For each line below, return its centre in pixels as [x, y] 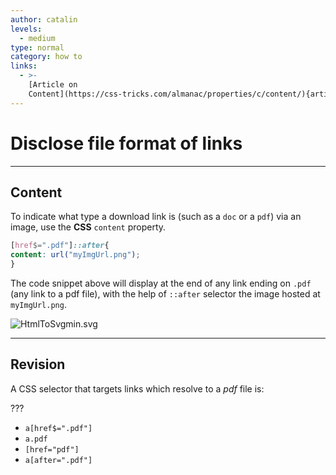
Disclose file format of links [126, 143]
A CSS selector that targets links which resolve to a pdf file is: [137, 388]
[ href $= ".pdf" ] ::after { [60, 246]
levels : [26, 29]
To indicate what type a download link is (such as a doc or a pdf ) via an [156, 217]
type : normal [37, 47]
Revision [38, 364]
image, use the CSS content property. [88, 227]
